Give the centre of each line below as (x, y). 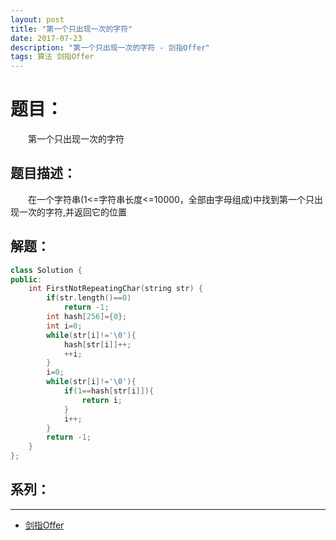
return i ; (102, 400)
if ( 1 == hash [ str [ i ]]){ (109, 391)
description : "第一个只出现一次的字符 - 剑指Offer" (110, 47)
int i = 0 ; (64, 326)
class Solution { (46, 270)
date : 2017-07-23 (46, 38)
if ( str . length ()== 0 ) (89, 298)
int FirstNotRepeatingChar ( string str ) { (115, 289)
